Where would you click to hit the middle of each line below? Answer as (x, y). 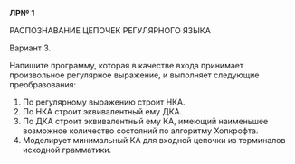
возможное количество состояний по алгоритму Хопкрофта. (140, 131)
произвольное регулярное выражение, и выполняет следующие (134, 75)
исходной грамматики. (67, 150)
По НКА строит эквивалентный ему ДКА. (102, 111)
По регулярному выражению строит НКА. (104, 102)
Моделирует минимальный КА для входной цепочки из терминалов (154, 140)
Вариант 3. (30, 48)
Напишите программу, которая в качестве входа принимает (127, 65)
